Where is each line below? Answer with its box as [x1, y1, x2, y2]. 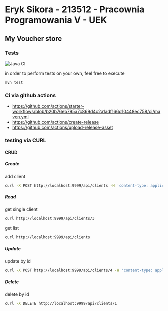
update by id [5, 258, 31, 264]
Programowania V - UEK [5, 14, 107, 26]
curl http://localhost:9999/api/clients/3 [5, 216, 95, 221]
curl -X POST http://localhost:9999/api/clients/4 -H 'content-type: [5, 268, 153, 273]
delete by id [5, 291, 29, 297]
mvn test [5, 80, 23, 85]
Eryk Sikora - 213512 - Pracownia [5, 4, 145, 15]
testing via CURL [5, 137, 46, 144]
